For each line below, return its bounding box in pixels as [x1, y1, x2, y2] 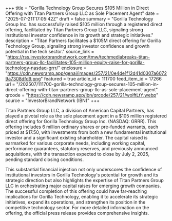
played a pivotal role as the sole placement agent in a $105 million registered [5, 113, 167, 119]
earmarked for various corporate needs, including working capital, [5, 140, 146, 146]
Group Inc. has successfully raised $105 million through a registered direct [5, 21, 163, 27]
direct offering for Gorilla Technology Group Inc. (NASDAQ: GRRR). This [5, 118, 157, 124]
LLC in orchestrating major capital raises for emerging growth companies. [5, 183, 161, 189]
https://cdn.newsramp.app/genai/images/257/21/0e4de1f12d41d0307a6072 [7, 70, 167, 76]
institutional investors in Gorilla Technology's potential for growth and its [5, 172, 158, 178]
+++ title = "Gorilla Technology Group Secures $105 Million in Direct [5, 5, 149, 11]
